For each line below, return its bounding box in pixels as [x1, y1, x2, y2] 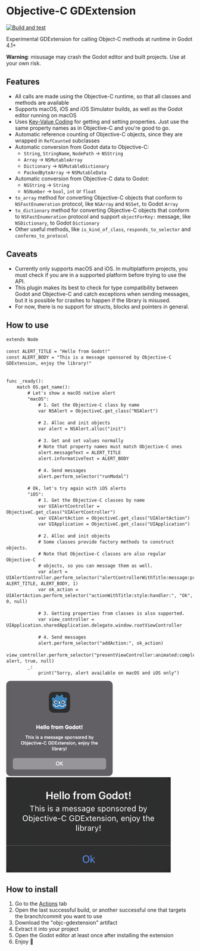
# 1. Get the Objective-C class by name [37, 402, 140, 409]
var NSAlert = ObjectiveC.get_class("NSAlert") [37, 408, 159, 414]
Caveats [6, 249, 37, 260]
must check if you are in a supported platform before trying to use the [14, 271, 186, 278]
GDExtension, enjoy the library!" [6, 360, 92, 367]
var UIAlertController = [37, 503, 100, 510]
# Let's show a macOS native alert [27, 390, 116, 397]
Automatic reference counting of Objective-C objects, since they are [14, 130, 183, 138]
